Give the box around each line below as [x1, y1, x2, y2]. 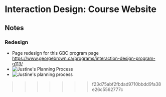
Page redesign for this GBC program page [12, 50, 99, 56]
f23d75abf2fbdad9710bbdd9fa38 [92, 81, 161, 87]
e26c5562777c [92, 86, 123, 92]
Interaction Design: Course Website [5, 4, 156, 15]
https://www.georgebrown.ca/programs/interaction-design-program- [12, 55, 156, 61]
